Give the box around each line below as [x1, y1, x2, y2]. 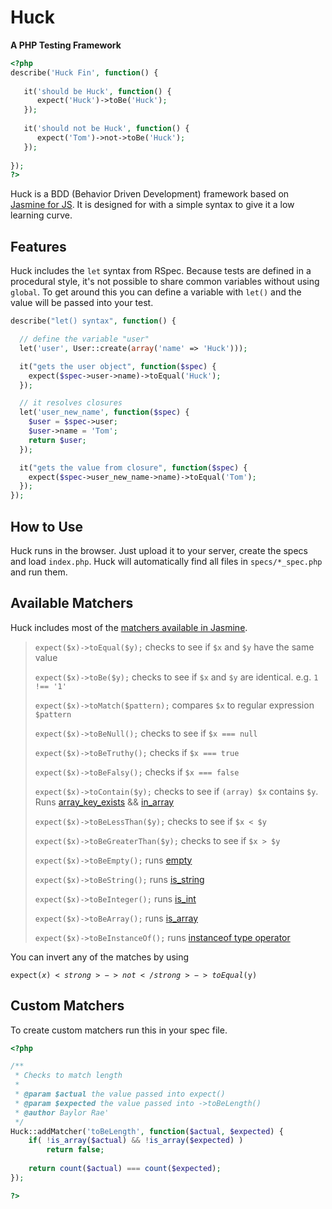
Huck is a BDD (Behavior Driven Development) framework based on [10, 188, 290, 200]
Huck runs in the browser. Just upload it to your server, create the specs [10, 544, 308, 556]
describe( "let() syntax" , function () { [10, 316, 177, 326]
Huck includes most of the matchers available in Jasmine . [10, 621, 248, 633]
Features [10, 238, 67, 255]
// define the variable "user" [19, 334, 150, 344]
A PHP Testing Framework [10, 39, 122, 51]
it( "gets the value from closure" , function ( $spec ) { [19, 462, 248, 473]
